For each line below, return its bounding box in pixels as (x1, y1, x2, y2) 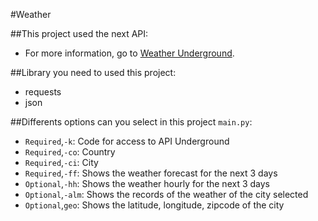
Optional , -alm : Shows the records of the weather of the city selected (24, 189, 309, 200)
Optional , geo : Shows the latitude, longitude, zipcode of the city (24, 199, 285, 211)
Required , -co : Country (24, 146, 116, 158)
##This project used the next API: (10, 28, 149, 39)
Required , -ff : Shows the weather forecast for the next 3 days (24, 167, 278, 179)
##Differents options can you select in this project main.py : (10, 116, 253, 128)
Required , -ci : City (24, 157, 99, 168)
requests (24, 86, 62, 98)
